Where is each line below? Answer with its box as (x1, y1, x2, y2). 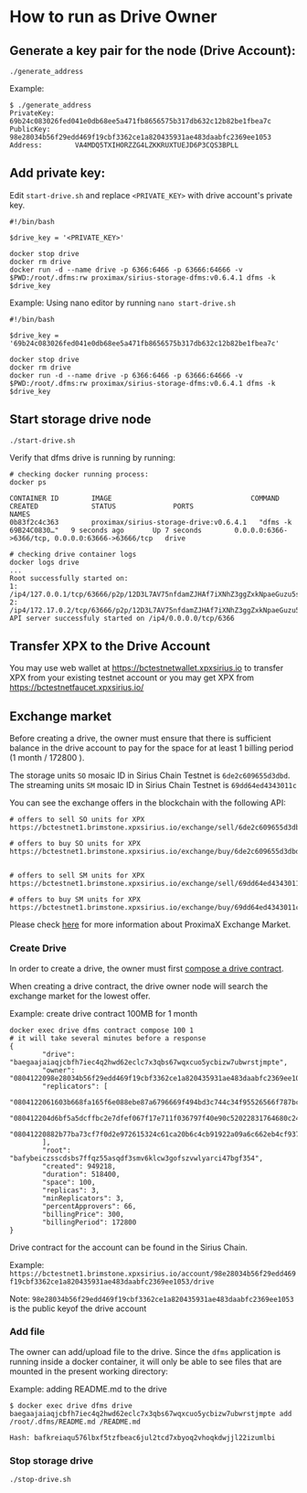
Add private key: (9, 165, 106, 181)
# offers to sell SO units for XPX (9, 816, 145, 825)
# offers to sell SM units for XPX (9, 871, 145, 880)
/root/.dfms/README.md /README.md (9, 1417, 142, 1426)
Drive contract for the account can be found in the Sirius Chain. (9, 1242, 249, 1253)
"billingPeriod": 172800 (42, 1218, 137, 1227)
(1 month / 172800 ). (9, 752, 85, 763)
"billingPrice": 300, (42, 1210, 125, 1219)
